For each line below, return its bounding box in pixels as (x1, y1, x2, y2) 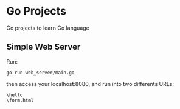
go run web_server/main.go (6, 70, 75, 76)
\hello (6, 92, 23, 98)
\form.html (6, 97, 34, 104)
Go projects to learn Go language (6, 24, 89, 31)
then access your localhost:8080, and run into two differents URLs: (6, 80, 175, 87)
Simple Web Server (6, 42, 81, 52)
